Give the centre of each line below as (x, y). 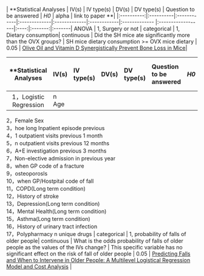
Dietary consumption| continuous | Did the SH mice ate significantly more (98, 35)
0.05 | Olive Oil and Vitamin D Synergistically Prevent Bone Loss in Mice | (97, 48)
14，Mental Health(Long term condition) (56, 211)
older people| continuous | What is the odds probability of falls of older (95, 241)
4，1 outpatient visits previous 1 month (55, 136)
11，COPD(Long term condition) (46, 189)
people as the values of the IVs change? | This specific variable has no (95, 247)
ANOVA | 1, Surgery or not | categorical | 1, (127, 28)
